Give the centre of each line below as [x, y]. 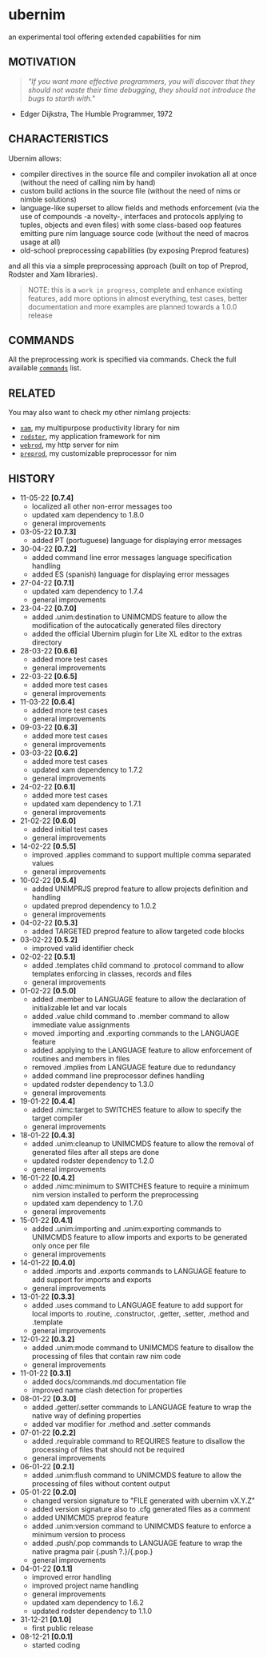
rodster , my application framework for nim [90, 437]
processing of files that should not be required [108, 1450]
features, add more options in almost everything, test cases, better [137, 298]
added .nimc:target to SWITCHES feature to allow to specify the [137, 1110]
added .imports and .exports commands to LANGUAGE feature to [139, 1271]
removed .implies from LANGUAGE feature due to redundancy [133, 1067]
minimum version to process [78, 1534]
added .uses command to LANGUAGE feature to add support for [137, 1305]
